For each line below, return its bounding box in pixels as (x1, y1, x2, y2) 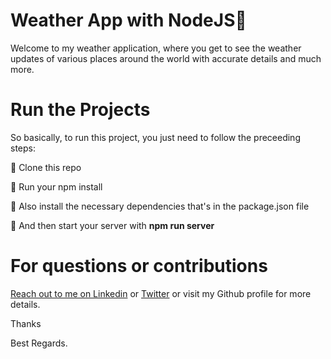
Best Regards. (10, 337, 68, 349)
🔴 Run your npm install (10, 180, 103, 193)
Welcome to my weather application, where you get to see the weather (10, 42, 302, 54)
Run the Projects (10, 99, 151, 121)
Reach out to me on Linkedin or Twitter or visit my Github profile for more (10, 287, 312, 299)
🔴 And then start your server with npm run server (10, 219, 215, 231)
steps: (10, 142, 36, 154)
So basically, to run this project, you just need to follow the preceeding (10, 131, 301, 143)
